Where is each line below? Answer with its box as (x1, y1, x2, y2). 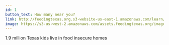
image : (5, 21, 19, 26)
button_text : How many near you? (5, 12, 75, 17)
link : (5, 16, 17, 21)
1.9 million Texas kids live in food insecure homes (5, 35, 107, 41)
